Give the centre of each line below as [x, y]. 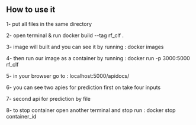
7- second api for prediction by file [48, 98]
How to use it [31, 10]
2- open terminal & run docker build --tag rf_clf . [65, 35]
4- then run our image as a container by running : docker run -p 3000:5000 [98, 58]
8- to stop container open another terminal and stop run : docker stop [91, 110]
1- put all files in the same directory [49, 24]
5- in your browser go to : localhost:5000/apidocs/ [68, 75]
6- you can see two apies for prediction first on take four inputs [83, 87]
